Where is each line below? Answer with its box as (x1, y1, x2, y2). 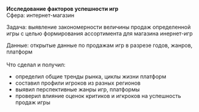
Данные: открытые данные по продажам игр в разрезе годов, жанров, (6, 42, 193, 49)
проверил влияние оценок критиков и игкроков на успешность (15, 93, 181, 99)
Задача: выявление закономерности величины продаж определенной (6, 24, 191, 30)
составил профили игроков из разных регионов (15, 79, 141, 86)
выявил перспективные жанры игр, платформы (15, 86, 140, 93)
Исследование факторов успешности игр (6, 5, 119, 12)
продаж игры (15, 99, 51, 106)
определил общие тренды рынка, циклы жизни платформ (15, 73, 167, 80)
